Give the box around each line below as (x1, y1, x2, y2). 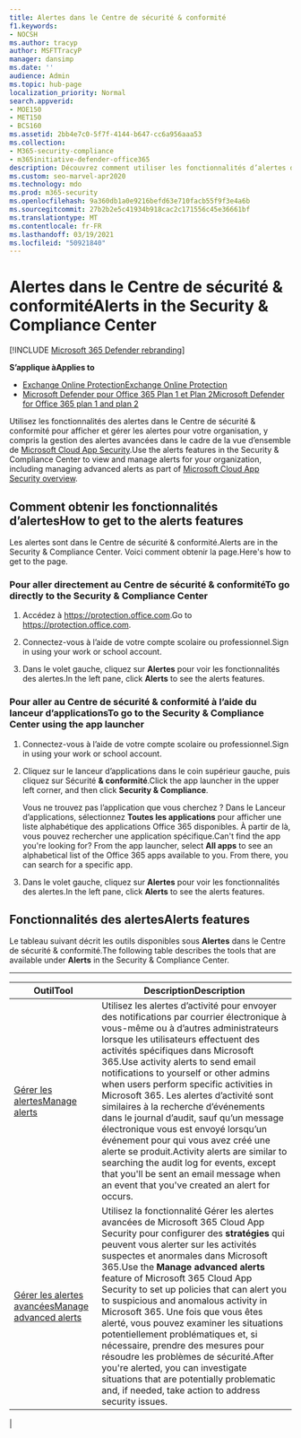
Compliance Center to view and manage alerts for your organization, (9, 454, 262, 465)
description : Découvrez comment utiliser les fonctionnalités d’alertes (9, 163, 287, 172)
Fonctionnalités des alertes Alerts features (9, 911, 251, 927)
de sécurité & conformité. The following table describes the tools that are (9, 946, 276, 956)
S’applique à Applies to (9, 362, 96, 373)
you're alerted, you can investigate (101, 1362, 247, 1374)
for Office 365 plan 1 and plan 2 (21, 398, 139, 409)
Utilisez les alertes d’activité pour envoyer (101, 999, 278, 1012)
